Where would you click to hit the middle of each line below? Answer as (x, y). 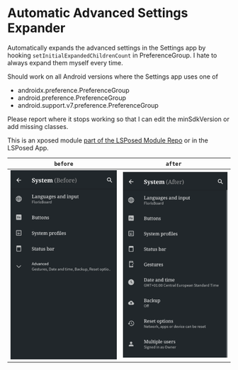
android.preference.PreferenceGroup (72, 98)
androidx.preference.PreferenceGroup (73, 90)
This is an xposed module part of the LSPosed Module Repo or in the (108, 140)
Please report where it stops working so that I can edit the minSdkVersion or (119, 119)
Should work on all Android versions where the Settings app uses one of (113, 77)
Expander (36, 28)
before (64, 164)
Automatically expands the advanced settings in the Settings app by (107, 47)
